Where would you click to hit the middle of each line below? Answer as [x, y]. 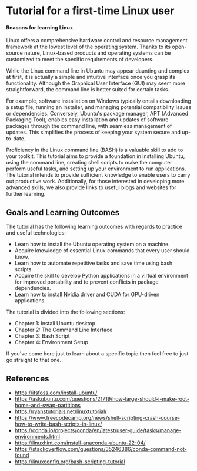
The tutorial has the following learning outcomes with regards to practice [94, 227]
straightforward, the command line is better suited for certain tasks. [88, 90]
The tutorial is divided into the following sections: [66, 312]
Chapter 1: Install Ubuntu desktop [55, 324]
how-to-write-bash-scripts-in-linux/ [58, 424]
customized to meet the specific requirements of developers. [80, 60]
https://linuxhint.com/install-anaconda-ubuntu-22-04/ [80, 443]
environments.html [37, 437]
